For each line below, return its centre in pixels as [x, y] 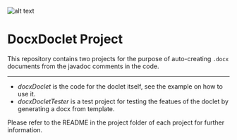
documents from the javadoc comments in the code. [83, 66]
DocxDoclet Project [65, 39]
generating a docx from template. [66, 108]
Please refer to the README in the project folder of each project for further [116, 122]
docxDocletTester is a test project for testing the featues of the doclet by [123, 101]
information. [25, 129]
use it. [26, 94]
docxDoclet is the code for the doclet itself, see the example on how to [120, 86]
